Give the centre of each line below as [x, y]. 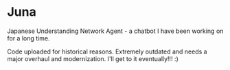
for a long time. [28, 38]
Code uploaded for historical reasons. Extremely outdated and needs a [107, 51]
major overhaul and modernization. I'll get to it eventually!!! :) [93, 58]
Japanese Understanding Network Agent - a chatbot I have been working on [115, 31]
